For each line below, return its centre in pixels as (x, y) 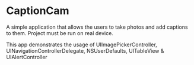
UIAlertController (27, 57)
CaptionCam (38, 11)
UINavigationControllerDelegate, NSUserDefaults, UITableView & (85, 50)
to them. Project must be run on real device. (60, 33)
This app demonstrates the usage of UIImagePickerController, (82, 45)
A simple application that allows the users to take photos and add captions (97, 27)
